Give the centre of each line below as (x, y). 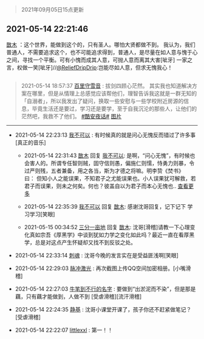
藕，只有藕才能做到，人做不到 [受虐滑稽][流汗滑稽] (78, 296)
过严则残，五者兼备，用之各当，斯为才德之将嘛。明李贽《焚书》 (104, 171)
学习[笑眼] (42, 214)
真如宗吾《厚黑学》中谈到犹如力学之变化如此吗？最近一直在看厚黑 (112, 235)
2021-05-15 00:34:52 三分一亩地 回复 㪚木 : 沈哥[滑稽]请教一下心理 (107, 227)
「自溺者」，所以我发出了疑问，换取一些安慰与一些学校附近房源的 (102, 101)
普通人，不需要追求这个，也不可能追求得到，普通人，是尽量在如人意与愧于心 (102, 52)
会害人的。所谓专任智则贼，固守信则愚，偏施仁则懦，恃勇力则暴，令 (109, 163)
